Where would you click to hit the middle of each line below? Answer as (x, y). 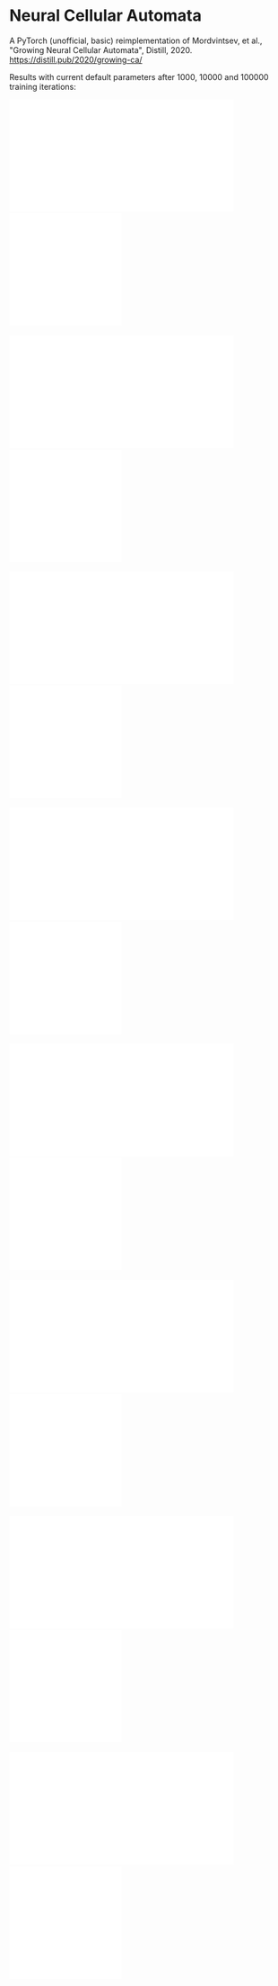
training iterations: (43, 86)
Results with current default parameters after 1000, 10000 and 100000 (139, 76)
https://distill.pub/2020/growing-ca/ (76, 59)
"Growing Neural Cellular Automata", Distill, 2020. (101, 49)
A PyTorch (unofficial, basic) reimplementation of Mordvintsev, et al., (136, 40)
